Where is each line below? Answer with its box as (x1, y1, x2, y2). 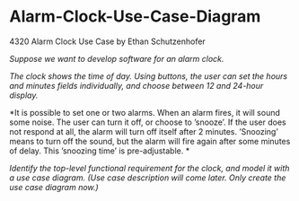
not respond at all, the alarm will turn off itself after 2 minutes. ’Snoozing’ (9, 126, 278, 136)
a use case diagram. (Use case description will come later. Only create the (9, 172, 286, 183)
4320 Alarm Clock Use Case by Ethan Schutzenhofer (9, 36, 207, 47)
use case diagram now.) (9, 181, 99, 192)
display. (9, 90, 39, 100)
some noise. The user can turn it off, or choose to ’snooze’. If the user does (9, 117, 286, 127)
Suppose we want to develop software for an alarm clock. (9, 53, 224, 64)
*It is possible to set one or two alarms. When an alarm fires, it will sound (9, 107, 281, 118)
